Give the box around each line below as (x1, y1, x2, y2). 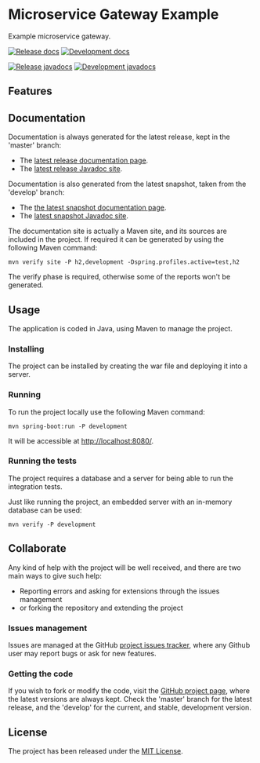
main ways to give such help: (8, 571, 102, 580)
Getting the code (8, 668, 74, 679)
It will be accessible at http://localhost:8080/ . (8, 436, 154, 445)
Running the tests (8, 455, 77, 466)
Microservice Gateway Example (8, 5, 219, 24)
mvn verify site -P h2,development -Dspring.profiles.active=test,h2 (8, 258, 240, 266)
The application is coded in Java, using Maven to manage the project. (8, 323, 233, 333)
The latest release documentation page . (19, 155, 149, 166)
